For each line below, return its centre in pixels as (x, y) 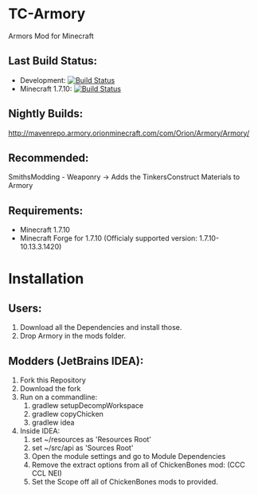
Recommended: (49, 157)
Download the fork (50, 388)
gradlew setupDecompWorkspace (88, 406)
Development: (43, 80)
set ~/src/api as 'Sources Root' (82, 448)
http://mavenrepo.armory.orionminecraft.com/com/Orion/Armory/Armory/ (129, 133)
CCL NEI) (47, 473)
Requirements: (46, 211)
